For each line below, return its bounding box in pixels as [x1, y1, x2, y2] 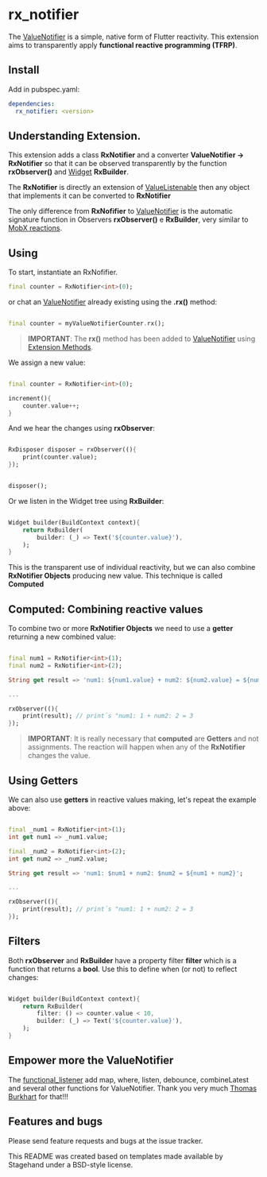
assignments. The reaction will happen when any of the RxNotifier [27, 742, 246, 752]
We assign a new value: [8, 358, 86, 367]
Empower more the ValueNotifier [8, 1054, 174, 1067]
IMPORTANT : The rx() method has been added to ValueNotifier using [27, 334, 256, 343]
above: [8, 803, 31, 812]
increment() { [8, 394, 52, 402]
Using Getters [8, 773, 79, 788]
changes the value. [27, 751, 91, 761]
